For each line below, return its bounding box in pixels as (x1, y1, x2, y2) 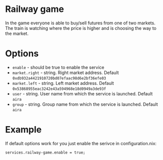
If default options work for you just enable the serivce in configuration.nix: (5, 140, 157, 146)
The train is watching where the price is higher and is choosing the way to (5, 25, 157, 31)
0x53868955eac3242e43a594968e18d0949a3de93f (12, 86, 106, 91)
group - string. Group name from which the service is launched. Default (12, 101, 158, 107)
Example (5, 124, 42, 135)
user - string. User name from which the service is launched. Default (12, 90, 153, 96)
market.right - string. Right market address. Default (12, 70, 119, 76)
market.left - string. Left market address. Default (12, 80, 114, 86)
